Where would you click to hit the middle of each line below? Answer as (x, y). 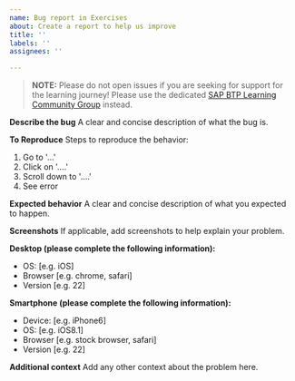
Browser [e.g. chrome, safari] (78, 276)
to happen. (29, 213)
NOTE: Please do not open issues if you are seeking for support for (157, 85)
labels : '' (30, 43)
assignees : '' (36, 52)
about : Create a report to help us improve (93, 26)
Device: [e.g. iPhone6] (64, 321)
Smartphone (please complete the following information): (120, 303)
